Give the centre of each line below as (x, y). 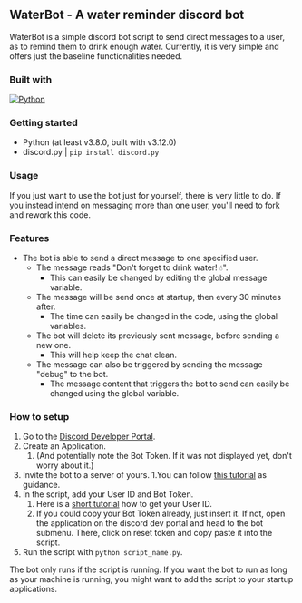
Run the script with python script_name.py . (102, 552)
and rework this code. (50, 214)
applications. (33, 589)
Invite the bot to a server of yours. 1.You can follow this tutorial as (145, 475)
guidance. (41, 485)
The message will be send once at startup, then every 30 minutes (159, 297)
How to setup (39, 416)
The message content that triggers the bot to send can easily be (170, 384)
